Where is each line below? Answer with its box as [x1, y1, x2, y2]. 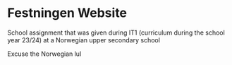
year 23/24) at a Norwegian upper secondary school [7, 35, 161, 44]
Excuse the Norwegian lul [7, 49, 82, 58]
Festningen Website [7, 5, 128, 21]
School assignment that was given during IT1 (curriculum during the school [7, 28, 226, 37]
